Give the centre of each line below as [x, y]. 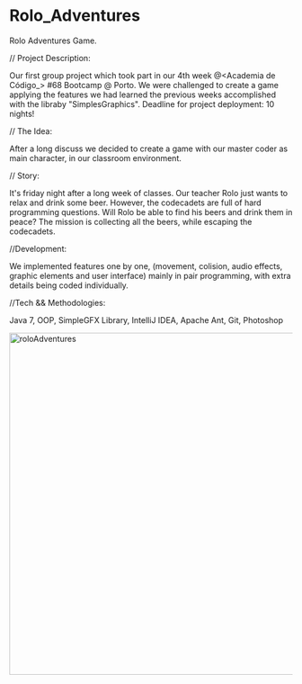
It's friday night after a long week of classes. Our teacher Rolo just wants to [149, 193]
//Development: [38, 248]
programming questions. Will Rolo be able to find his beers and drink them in [151, 211]
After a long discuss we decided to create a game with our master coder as [149, 148]
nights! [22, 113]
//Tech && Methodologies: [58, 302]
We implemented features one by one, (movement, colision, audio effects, [146, 265]
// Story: [25, 175]
